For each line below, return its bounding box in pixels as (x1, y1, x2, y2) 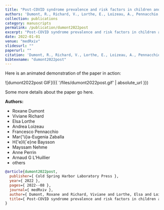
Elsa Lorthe (12, 118, 35, 124)
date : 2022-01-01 (5, 35, 41, 39)
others (12, 160, 25, 166)
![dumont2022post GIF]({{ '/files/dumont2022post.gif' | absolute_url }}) (5, 80, 149, 86)
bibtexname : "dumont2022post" (5, 57, 67, 62)
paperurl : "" (5, 48, 32, 53)
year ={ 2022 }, (9, 178, 41, 183)
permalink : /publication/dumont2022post (5, 25, 89, 30)
